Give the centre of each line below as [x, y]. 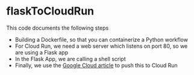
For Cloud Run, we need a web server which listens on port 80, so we [101, 46]
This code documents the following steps [58, 28]
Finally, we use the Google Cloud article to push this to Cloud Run [96, 65]
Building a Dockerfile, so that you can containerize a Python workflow [102, 39]
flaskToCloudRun [50, 11]
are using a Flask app [41, 52]
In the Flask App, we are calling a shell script [70, 59]
